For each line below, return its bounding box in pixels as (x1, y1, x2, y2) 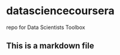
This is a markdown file (6, 41, 94, 51)
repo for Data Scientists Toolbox (6, 24, 85, 31)
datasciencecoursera (6, 4, 115, 18)
